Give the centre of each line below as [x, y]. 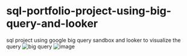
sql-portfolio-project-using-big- [89, 11]
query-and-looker [52, 24]
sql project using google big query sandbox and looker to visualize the [93, 40]
